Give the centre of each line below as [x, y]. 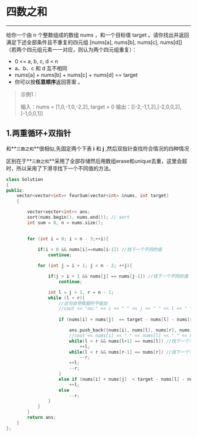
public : [16, 190]
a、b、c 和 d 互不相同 [41, 68]
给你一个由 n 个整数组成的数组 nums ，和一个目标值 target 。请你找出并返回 [98, 35]
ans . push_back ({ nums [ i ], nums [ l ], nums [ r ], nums [130, 330]
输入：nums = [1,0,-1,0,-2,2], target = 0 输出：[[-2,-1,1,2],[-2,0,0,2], [101, 107]
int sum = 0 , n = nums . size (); [65, 223]
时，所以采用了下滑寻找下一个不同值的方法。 [60, 168]
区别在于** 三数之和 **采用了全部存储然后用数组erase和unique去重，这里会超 [97, 161]
